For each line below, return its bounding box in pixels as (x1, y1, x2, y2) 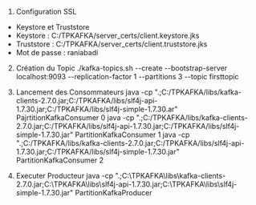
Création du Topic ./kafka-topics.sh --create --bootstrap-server (15, 63, 227, 73)
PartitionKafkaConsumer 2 (15, 155, 104, 165)
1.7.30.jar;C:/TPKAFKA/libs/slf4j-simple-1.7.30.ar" (15, 104, 178, 114)
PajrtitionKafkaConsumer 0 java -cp (15, 113, 135, 123)
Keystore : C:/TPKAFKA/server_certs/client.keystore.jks (15, 31, 200, 40)
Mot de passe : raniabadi (15, 48, 99, 57)
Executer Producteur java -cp (15, 171, 114, 180)
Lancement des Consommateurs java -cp (15, 87, 153, 97)
